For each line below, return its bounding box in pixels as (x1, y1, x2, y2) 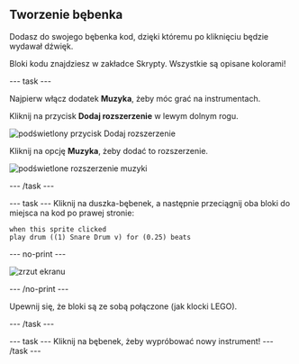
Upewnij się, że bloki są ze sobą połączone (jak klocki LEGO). (9, 301, 238, 312)
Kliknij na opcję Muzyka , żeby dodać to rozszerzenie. (9, 145, 209, 156)
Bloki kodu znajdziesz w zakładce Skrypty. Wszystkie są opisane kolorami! (9, 58, 286, 68)
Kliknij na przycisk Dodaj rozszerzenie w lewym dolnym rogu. (9, 110, 239, 121)
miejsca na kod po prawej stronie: (9, 207, 135, 218)
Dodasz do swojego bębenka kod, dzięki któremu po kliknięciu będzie (9, 31, 269, 41)
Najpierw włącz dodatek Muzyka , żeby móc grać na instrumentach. (9, 93, 261, 104)
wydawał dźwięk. (9, 41, 74, 51)
